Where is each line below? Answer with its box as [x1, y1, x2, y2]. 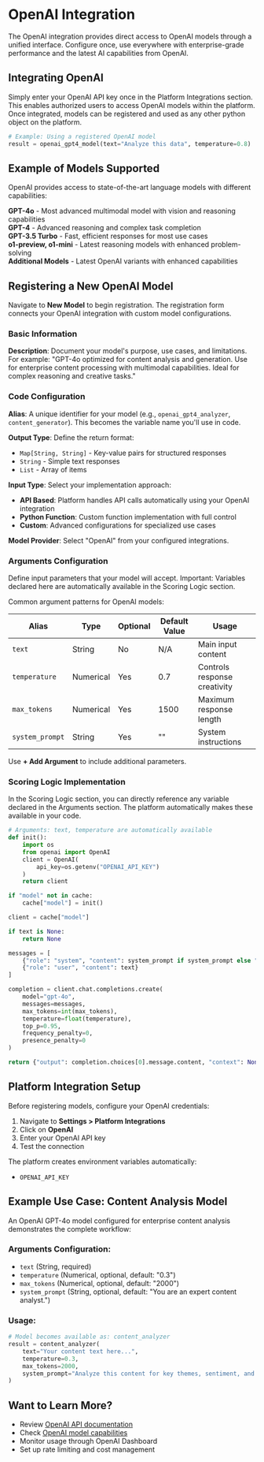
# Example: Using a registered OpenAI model [8, 132, 156, 140]
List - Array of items [19, 464, 87, 474]
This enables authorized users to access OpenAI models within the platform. [8, 100, 255, 110]
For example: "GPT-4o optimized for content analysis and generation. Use [8, 355, 247, 364]
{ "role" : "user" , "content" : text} [22, 964, 139, 972]
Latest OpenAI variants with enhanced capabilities [75, 256, 238, 266]
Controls [197, 662, 230, 673]
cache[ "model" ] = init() [22, 899, 104, 908]
